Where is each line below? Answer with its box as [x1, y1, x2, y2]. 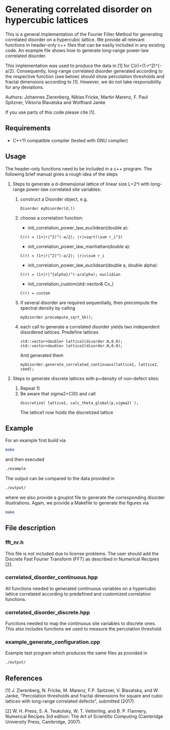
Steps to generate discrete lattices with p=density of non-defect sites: [12, 375, 160, 381]
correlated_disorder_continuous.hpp [5, 574, 98, 581]
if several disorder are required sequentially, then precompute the [20, 300, 158, 306]
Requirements [5, 124, 51, 132]
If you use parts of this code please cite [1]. [5, 109, 96, 115]
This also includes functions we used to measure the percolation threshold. [5, 626, 162, 632]
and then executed [5, 456, 45, 462]
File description [5, 524, 56, 533]
